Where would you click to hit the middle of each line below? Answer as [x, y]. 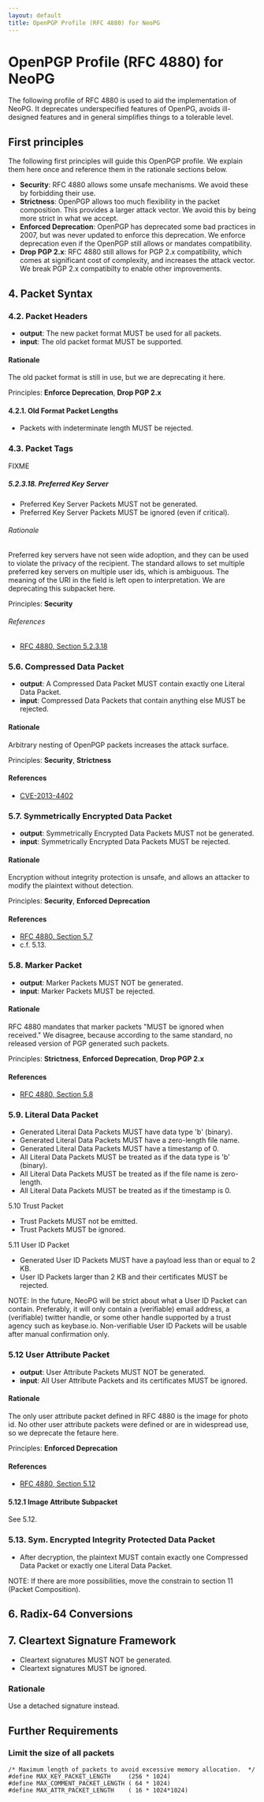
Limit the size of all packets [61, 1753]
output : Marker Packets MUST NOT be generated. [101, 982]
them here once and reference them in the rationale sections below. [118, 170]
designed [24, 117]
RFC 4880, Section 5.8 [56, 1094]
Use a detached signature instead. [64, 1706]
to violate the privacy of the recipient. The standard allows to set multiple [126, 563]
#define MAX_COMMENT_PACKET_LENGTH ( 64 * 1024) [89, 1783]
